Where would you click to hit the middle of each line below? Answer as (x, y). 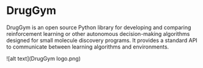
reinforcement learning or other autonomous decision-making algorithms (98, 33)
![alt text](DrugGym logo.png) (44, 58)
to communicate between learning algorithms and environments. (88, 47)
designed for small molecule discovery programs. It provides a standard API (102, 40)
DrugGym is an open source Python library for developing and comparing (99, 27)
